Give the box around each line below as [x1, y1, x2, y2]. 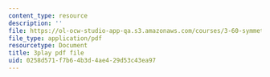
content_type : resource [8, 11, 88, 20]
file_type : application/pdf [8, 34, 103, 43]
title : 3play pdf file [8, 49, 84, 57]
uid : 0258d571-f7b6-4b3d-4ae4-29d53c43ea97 [8, 57, 157, 65]
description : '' [8, 19, 63, 27]
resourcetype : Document [8, 42, 88, 50]
